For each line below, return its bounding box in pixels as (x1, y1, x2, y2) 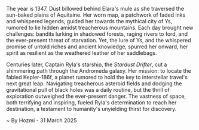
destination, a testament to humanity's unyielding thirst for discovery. (6, 106, 177, 112)
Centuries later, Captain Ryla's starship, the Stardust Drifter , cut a (6, 61, 167, 68)
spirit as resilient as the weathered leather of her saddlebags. (6, 49, 157, 56)
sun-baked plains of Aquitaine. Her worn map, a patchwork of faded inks (6, 11, 186, 18)
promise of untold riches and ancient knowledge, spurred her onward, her (6, 43, 188, 50)
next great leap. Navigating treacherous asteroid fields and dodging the (6, 80, 182, 87)
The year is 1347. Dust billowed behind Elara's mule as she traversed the (6, 5, 184, 12)
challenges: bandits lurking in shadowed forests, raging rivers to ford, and (6, 30, 188, 38)
